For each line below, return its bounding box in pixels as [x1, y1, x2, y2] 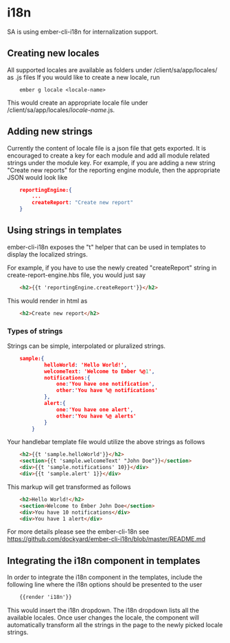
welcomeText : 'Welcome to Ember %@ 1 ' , [43, 368, 155, 375]
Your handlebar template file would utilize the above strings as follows [7, 438, 205, 446]
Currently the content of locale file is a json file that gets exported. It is [7, 144, 207, 152]
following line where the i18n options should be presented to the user [7, 580, 203, 589]
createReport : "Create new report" [32, 199, 134, 206]
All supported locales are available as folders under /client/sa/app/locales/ [7, 65, 218, 74]
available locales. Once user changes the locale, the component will [7, 613, 200, 622]
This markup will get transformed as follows [7, 483, 132, 491]
